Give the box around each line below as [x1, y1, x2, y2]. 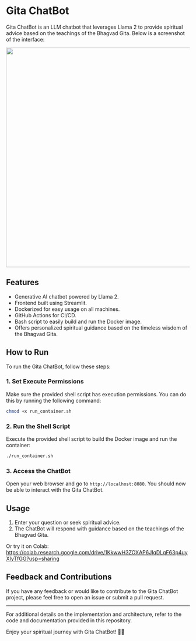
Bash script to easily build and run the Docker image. [14, 318, 142, 325]
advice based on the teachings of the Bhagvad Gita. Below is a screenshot [6, 29, 185, 36]
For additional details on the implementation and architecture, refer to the [6, 611, 182, 618]
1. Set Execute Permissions [6, 378, 84, 386]
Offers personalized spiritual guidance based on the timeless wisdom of [14, 324, 188, 331]
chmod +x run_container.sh [6, 408, 72, 414]
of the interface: [6, 36, 45, 43]
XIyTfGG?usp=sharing [6, 555, 60, 563]
